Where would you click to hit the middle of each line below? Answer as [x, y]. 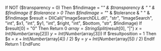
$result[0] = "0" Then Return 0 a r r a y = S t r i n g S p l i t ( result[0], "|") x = [74, 28]
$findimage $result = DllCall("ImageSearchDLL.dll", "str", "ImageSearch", [79, 18]
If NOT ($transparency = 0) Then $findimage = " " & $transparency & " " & [80, 8]
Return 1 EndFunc [23, 44]
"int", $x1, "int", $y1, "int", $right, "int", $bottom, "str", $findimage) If [74, 23]
